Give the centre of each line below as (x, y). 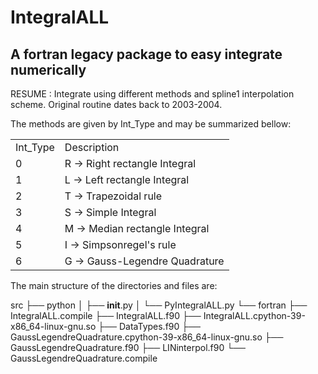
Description (92, 147)
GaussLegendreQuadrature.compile (84, 358)
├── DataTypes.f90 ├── (150, 326)
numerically (48, 69)
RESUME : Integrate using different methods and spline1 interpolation (152, 94)
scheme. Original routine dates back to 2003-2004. (116, 104)
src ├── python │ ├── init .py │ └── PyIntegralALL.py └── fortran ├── (159, 305)
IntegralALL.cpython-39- (254, 315)
